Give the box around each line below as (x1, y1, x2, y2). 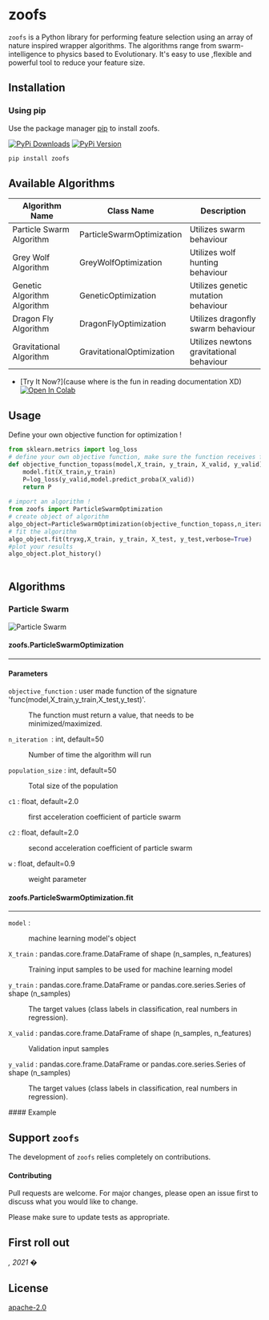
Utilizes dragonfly (189, 313, 256, 324)
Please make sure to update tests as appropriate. (8, 1212, 171, 1222)
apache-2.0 (8, 1302, 46, 1313)
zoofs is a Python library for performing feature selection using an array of (8, 32, 254, 42)
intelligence (8, 49, 46, 59)
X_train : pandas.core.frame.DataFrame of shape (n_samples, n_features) (8, 949, 252, 959)
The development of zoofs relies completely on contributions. (8, 1152, 211, 1162)
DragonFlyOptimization (79, 319, 167, 330)
